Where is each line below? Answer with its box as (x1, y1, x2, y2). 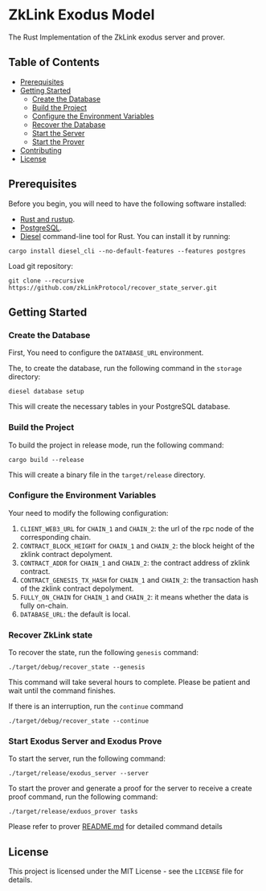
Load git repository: (8, 261, 74, 270)
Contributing (19, 145, 62, 155)
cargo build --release (8, 456, 84, 464)
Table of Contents (8, 56, 100, 69)
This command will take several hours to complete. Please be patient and (8, 678, 251, 687)
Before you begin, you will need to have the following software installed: (8, 199, 247, 208)
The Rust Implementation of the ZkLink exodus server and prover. (8, 32, 226, 42)
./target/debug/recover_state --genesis (8, 663, 146, 671)
